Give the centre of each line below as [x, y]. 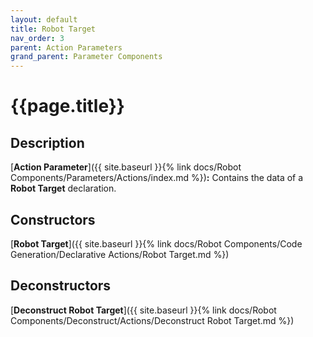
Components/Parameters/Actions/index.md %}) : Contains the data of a [157, 178]
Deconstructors [61, 286]
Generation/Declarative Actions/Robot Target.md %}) [120, 254]
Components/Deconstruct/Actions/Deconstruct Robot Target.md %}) [152, 320]
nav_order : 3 [37, 38]
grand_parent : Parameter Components [86, 57]
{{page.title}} [67, 106]
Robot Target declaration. [63, 188]
